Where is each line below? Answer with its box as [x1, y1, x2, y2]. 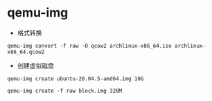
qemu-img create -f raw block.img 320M [7, 87, 123, 94]
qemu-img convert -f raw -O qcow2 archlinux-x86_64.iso [7, 42, 172, 49]
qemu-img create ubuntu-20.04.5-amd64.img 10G [7, 75, 144, 82]
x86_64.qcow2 [7, 48, 45, 55]
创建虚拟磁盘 [17, 61, 54, 70]
